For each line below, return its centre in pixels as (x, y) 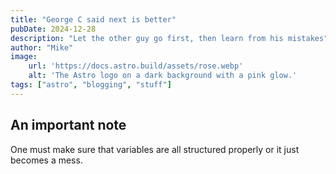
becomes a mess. (46, 160)
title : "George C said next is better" (93, 19)
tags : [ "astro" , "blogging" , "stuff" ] (91, 85)
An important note (68, 125)
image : (24, 57)
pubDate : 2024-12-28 (53, 29)
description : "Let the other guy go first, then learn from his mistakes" (169, 38)
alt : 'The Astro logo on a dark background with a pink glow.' (163, 76)
